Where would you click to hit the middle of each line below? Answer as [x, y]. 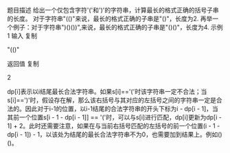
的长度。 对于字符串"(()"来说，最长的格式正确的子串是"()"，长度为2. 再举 [110, 19]
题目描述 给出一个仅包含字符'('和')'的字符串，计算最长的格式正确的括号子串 [113, 10]
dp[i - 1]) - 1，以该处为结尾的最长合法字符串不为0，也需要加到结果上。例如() [115, 134]
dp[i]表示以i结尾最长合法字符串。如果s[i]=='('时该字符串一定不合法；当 [107, 92]
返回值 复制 [23, 63]
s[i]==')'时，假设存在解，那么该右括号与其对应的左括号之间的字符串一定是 [112, 100]
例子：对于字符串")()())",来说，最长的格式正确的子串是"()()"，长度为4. [111, 27]
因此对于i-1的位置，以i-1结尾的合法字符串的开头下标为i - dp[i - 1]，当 [122, 109]
